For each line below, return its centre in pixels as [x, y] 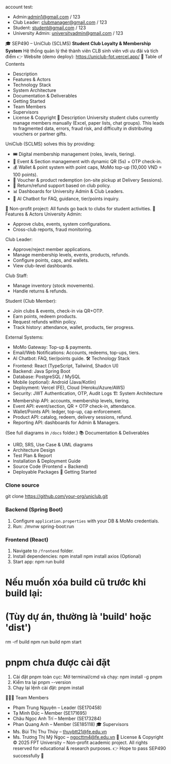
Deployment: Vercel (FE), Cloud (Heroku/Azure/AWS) [69, 387]
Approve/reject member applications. [52, 249]
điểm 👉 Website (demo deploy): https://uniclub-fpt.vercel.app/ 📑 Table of [84, 56]
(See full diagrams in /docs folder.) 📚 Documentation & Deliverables [77, 433]
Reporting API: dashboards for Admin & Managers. [66, 423]
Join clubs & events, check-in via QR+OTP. [58, 311]
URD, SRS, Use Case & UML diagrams [53, 445]
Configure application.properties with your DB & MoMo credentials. [86, 521]
